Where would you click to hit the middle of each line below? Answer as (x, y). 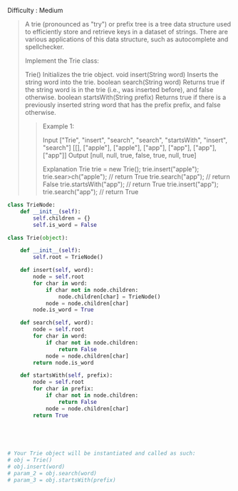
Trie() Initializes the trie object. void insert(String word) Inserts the (121, 75)
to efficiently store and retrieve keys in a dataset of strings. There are (126, 32)
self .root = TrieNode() (68, 257)
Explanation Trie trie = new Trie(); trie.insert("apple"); (121, 169)
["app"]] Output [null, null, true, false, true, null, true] (120, 155)
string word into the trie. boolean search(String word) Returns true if (125, 82)
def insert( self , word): (57, 270)
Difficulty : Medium (35, 10)
